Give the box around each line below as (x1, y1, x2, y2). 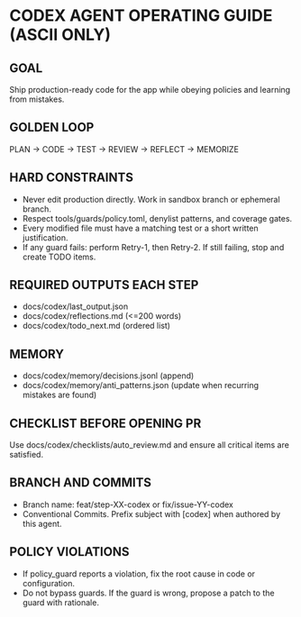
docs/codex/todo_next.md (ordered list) (22, 321, 171, 331)
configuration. (22, 577, 75, 588)
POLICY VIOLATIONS (9, 544, 130, 559)
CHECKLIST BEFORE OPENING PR (9, 415, 202, 431)
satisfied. (9, 449, 43, 460)
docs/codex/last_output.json (22, 301, 129, 312)
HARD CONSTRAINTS (9, 170, 133, 186)
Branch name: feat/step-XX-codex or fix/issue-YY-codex (22, 499, 234, 510)
